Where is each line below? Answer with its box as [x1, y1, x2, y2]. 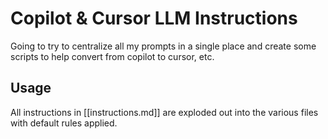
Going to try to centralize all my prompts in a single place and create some [10, 40, 317, 52]
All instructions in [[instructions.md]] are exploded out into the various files [10, 106, 319, 118]
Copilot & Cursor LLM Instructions [10, 7, 298, 30]
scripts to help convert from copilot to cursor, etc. [10, 50, 215, 62]
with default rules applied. [10, 117, 118, 129]
